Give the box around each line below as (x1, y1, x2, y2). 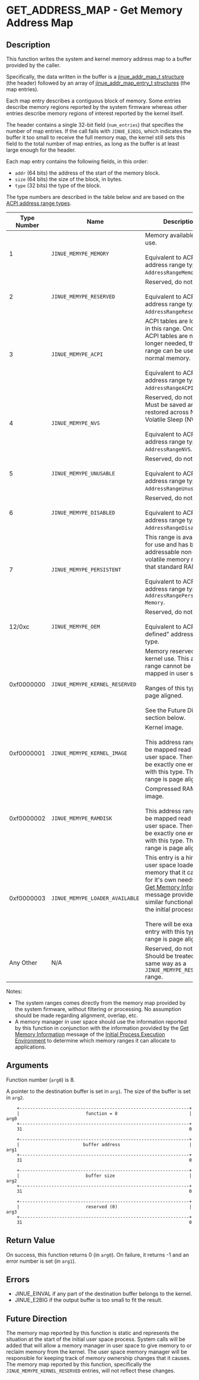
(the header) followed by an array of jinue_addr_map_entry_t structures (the (6, 79, 191, 86)
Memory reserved (145, 647, 195, 655)
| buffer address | (17, 1141, 192, 1147)
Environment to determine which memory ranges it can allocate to (14, 1037, 176, 1044)
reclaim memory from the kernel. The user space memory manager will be (6, 1348, 188, 1356)
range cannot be (145, 662, 191, 670)
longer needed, (145, 339, 188, 347)
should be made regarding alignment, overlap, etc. (14, 1012, 138, 1019)
